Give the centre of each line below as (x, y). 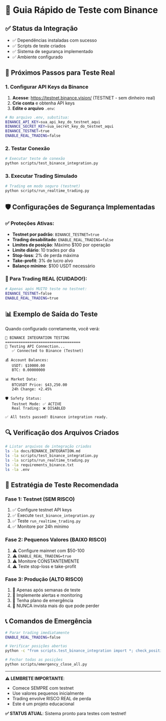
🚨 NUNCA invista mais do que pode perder (56, 606)
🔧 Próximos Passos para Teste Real (60, 73)
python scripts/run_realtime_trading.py (47, 191)
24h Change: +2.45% (32, 389)
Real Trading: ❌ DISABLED (39, 408)
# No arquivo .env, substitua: (37, 117)
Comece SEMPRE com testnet (43, 688)
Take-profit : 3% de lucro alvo (42, 260)
